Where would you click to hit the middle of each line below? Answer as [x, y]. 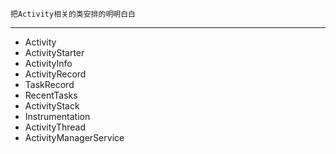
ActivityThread [55, 127]
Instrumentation [57, 116]
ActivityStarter [54, 52]
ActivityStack [52, 106]
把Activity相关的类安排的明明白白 [73, 14]
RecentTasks [51, 95]
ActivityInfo [48, 63]
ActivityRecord [55, 74]
